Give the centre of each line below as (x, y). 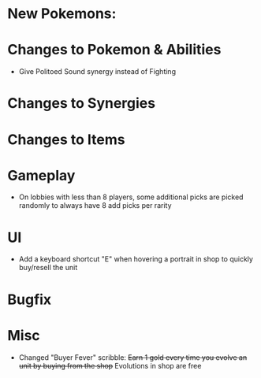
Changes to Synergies (81, 104)
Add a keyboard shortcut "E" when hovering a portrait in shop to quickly (136, 259)
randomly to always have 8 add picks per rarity (95, 206)
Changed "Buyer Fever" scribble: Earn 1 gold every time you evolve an (133, 357)
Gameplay (41, 175)
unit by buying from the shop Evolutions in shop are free (110, 365)
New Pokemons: (62, 14)
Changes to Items (66, 139)
